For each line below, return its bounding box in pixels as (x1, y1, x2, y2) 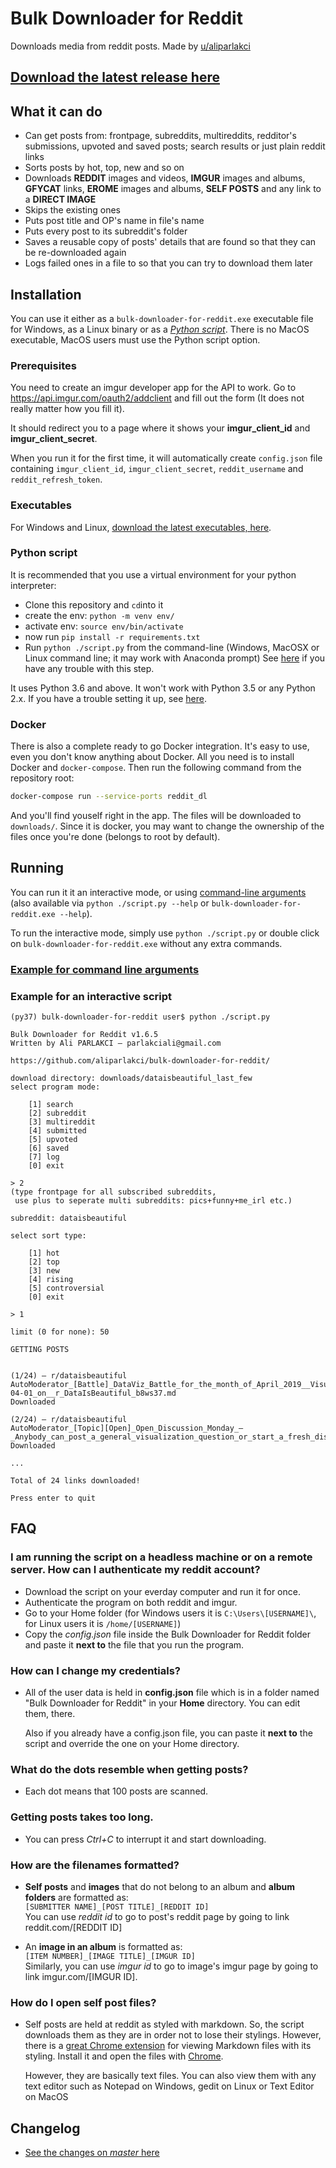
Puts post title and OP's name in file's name (24, 215, 205, 227)
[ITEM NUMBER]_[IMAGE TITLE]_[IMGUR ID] (24, 1951, 196, 1961)
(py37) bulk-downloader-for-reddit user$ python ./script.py (10, 1012, 271, 1022)
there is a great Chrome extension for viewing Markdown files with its (24, 2040, 312, 2052)
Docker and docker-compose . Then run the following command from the (10, 762, 302, 774)
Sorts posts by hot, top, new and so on (24, 162, 185, 174)
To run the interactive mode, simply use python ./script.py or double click (10, 927, 320, 939)
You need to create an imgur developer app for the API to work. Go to (10, 382, 297, 394)
